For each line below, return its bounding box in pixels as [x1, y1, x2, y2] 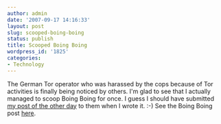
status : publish [7, 36, 54, 42]
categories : [7, 55, 41, 62]
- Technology [7, 61, 45, 68]
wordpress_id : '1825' [7, 49, 69, 55]
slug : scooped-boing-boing [7, 29, 84, 36]
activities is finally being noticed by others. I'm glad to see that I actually [7, 87, 211, 95]
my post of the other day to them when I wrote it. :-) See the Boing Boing [7, 101, 213, 110]
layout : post [7, 23, 45, 29]
